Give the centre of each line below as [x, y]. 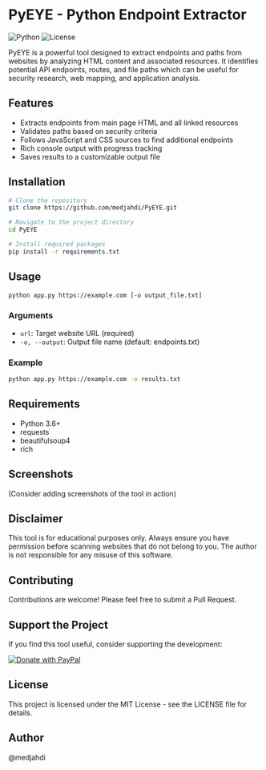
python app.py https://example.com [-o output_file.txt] [105, 295]
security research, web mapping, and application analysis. [105, 78]
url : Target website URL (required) [77, 333]
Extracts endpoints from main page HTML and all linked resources [129, 123]
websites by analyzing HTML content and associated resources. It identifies [133, 61]
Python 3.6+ [40, 423]
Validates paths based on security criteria [89, 131]
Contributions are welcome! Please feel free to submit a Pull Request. [123, 600]
